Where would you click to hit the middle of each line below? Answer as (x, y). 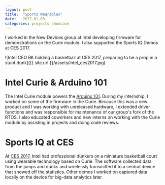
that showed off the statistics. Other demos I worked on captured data (76, 172)
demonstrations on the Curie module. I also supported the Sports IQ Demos (82, 43)
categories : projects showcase (37, 23)
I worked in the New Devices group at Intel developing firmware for (73, 37)
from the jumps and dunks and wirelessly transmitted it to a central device (80, 167)
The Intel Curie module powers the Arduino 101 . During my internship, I (77, 96)
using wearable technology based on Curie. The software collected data (78, 161)
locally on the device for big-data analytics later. (54, 177)
